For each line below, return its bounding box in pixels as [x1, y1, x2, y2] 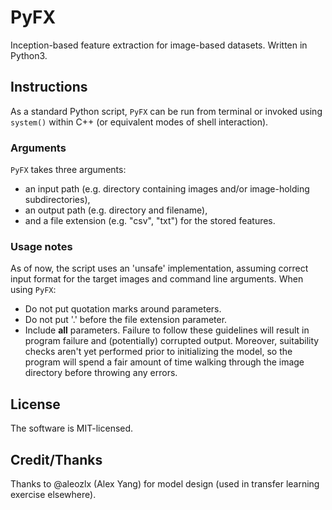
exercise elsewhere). [10, 488, 97, 500]
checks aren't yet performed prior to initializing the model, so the [24, 346, 293, 358]
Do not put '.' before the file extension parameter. [24, 314, 228, 326]
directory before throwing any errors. [24, 367, 178, 379]
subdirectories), [24, 194, 91, 206]
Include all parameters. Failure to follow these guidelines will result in [24, 324, 310, 336]
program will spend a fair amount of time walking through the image [24, 356, 305, 368]
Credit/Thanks [10, 451, 103, 468]
